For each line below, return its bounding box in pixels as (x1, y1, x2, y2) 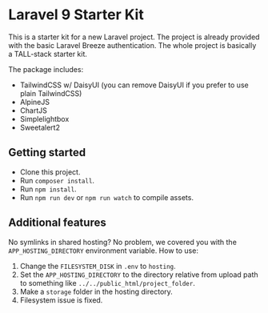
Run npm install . (19, 184, 78, 194)
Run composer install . (19, 175, 94, 185)
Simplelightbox (19, 114, 70, 123)
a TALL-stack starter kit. (8, 49, 88, 58)
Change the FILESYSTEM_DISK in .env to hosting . (19, 261, 176, 271)
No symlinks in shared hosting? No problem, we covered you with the (8, 237, 238, 247)
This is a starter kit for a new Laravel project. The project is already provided (8, 32, 260, 42)
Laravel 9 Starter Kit (8, 6, 144, 24)
